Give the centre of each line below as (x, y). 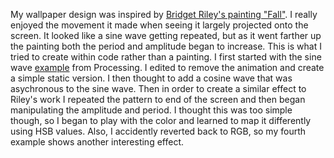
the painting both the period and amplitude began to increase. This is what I (166, 46)
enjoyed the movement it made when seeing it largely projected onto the (159, 25)
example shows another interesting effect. (97, 142)
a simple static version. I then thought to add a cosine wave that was (151, 78)
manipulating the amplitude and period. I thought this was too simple (151, 110)
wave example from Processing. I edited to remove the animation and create (167, 67)
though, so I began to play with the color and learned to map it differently (161, 120)
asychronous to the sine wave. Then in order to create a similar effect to (158, 88)
